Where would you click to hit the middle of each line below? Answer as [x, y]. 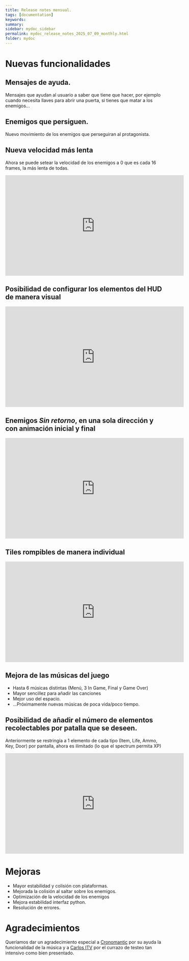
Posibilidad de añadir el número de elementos [79, 720]
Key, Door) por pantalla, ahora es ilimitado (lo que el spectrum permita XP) [83, 746]
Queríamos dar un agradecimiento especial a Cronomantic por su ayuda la [83, 942]
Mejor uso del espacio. [37, 698]
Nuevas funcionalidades [58, 64]
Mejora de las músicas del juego [57, 676]
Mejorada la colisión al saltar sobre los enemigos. [64, 891]
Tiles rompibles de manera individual [65, 552]
